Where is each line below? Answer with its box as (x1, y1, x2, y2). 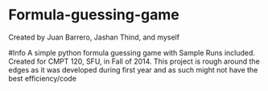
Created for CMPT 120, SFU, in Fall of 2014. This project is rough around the (8, 56, 260, 66)
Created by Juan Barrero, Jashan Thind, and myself (8, 32, 179, 42)
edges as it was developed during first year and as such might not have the (8, 64, 258, 74)
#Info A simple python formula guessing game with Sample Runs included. (8, 48, 256, 57)
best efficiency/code (8, 73, 76, 83)
